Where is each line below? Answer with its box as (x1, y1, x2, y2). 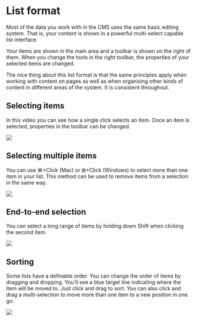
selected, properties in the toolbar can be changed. (6, 122, 131, 130)
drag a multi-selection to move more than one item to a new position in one (6, 291, 188, 298)
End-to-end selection (6, 207, 86, 217)
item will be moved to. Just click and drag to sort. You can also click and (6, 285, 181, 292)
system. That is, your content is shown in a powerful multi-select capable (6, 29, 184, 36)
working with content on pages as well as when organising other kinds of (6, 78, 183, 85)
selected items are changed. (6, 60, 75, 67)
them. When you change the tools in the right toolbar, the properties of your (6, 53, 189, 61)
